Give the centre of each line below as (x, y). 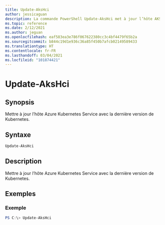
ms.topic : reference (26, 23)
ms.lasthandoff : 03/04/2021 (34, 55)
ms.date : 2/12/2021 (25, 28)
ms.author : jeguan (24, 32)
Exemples (20, 194)
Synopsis (20, 102)
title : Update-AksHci (27, 10)
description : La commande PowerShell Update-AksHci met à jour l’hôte (79, 19)
